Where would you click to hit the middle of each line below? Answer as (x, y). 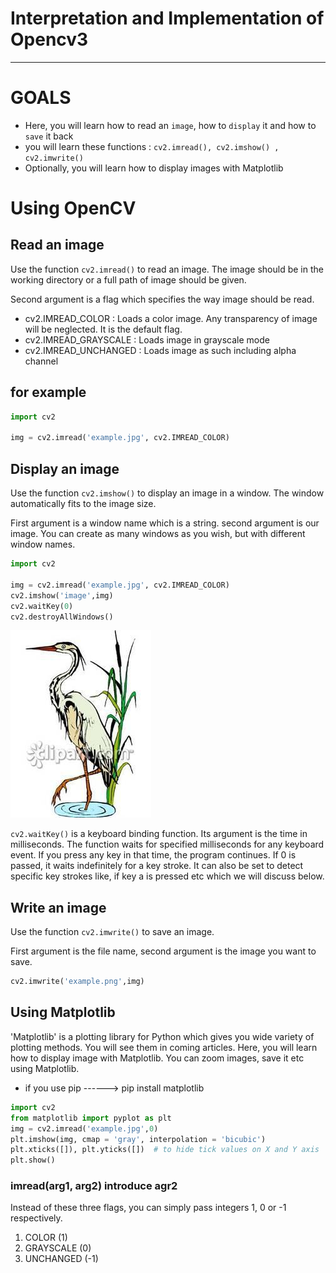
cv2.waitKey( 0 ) (42, 606)
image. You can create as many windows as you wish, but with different (158, 534)
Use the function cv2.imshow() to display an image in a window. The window (167, 493)
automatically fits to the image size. (83, 504)
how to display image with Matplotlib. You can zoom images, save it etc (157, 1058)
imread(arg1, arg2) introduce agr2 (94, 1186)
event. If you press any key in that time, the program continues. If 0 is (153, 855)
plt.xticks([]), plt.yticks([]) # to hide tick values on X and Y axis (165, 1150)
